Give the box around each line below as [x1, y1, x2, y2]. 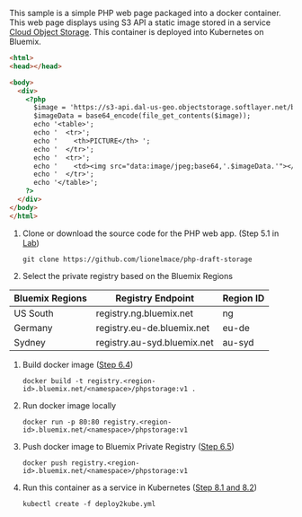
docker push [22, 458, 67, 468]
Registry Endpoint [115, 292, 195, 304]
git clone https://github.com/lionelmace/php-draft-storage [22, 255, 253, 264]
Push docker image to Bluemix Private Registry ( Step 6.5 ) [22, 441, 235, 451]
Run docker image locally [22, 399, 117, 411]
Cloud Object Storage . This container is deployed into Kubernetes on [9, 27, 264, 37]
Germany [13, 321, 53, 334]
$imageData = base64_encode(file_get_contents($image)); [32, 111, 252, 120]
